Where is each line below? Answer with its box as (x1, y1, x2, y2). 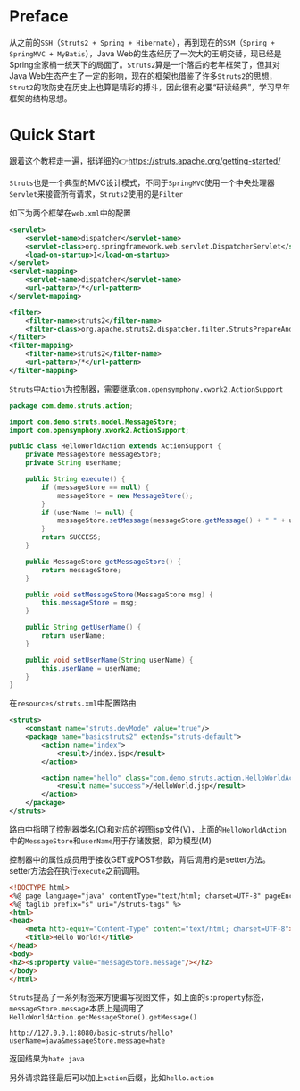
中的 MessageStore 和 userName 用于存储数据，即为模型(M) (9, 834, 212, 846)
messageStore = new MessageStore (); (56, 491, 194, 500)
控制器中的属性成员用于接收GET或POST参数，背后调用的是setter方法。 (9, 854, 271, 865)
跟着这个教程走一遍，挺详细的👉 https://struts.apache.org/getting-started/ (9, 155, 281, 166)
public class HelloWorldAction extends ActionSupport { (9, 442, 221, 451)
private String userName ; (25, 459, 122, 468)
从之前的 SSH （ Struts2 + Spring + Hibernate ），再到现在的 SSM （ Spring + (9, 37, 275, 47)
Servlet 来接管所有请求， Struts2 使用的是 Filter (9, 188, 184, 199)
